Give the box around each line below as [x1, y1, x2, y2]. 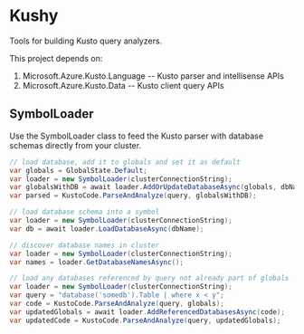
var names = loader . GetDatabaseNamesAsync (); [9, 257, 184, 267]
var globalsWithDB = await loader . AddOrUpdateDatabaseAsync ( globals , [9, 183, 278, 192]
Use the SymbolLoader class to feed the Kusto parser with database [9, 130, 264, 141]
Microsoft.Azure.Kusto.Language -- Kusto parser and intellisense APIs [22, 70, 285, 81]
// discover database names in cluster [9, 241, 160, 250]
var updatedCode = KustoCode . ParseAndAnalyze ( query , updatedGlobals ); [9, 316, 281, 325]
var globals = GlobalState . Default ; [9, 166, 147, 175]
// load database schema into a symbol [9, 207, 160, 217]
